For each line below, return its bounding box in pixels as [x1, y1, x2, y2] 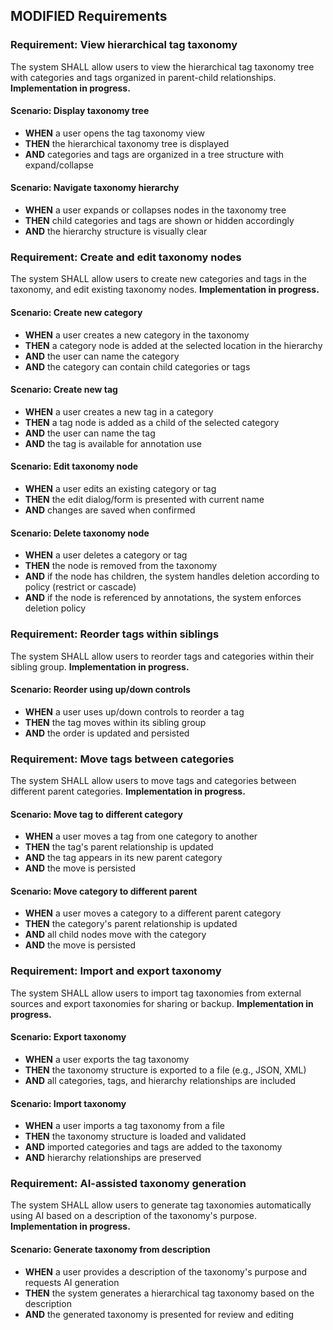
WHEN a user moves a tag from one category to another [24, 830, 258, 843]
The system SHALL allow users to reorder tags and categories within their [10, 650, 315, 662]
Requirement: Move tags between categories [10, 752, 235, 766]
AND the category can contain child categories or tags [24, 360, 251, 373]
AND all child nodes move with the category [24, 929, 207, 941]
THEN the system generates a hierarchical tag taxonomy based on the [24, 1287, 315, 1299]
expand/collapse [24, 159, 94, 171]
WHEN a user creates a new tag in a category [24, 405, 214, 418]
